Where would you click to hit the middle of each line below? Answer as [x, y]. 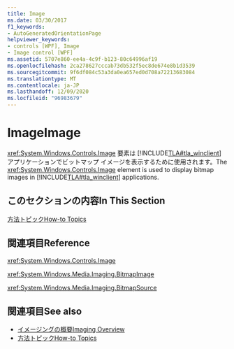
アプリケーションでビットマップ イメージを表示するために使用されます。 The [117, 162]
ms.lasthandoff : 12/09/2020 [48, 92]
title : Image [26, 14]
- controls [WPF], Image [43, 46]
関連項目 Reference [49, 243]
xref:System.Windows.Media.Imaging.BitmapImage [81, 274]
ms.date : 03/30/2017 [37, 20]
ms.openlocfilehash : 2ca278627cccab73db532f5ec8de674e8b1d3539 [101, 66]
